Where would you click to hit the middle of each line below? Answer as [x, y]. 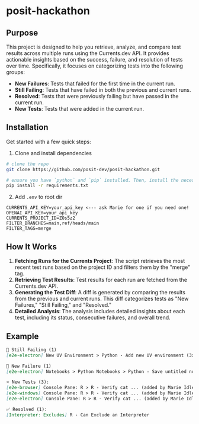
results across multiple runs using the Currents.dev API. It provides [88, 53]
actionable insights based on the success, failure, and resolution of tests [94, 60]
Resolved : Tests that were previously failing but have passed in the [97, 96]
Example [23, 336]
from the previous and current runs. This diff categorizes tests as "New [102, 299]
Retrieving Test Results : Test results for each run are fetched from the [101, 280]
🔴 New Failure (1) [29, 366]
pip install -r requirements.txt [47, 186]
